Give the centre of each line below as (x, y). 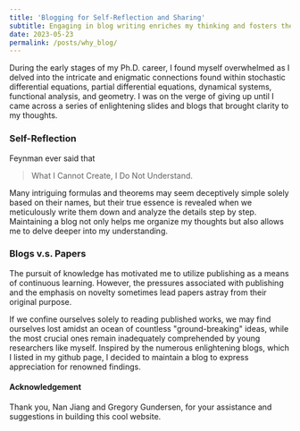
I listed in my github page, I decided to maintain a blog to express (129, 357)
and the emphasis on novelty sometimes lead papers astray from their (138, 292)
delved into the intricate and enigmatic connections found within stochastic (147, 78)
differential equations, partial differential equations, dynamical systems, (141, 87)
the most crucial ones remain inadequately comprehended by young (135, 338)
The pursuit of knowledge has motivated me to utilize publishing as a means (149, 273)
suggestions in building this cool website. (85, 417)
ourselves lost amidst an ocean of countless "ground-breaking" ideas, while (149, 328)
